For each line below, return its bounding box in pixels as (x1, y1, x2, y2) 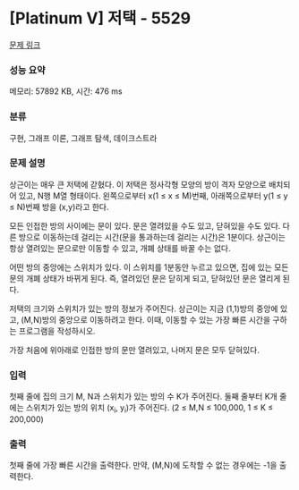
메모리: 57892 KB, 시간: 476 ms (9, 86, 123, 97)
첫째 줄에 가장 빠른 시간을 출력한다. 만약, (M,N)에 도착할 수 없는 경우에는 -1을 (9, 460, 278, 470)
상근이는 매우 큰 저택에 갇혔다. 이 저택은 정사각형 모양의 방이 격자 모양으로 (9, 179, 267, 190)
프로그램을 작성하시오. (18, 325, 96, 336)
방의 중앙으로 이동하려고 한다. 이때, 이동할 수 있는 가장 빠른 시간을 (41, 314, 271, 325)
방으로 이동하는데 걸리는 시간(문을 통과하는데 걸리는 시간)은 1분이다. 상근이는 (18, 232, 286, 242)
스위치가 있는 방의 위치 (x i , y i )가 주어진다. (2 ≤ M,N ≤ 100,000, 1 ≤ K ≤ (25, 402, 274, 415)
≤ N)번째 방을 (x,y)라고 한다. (9, 201, 109, 212)
